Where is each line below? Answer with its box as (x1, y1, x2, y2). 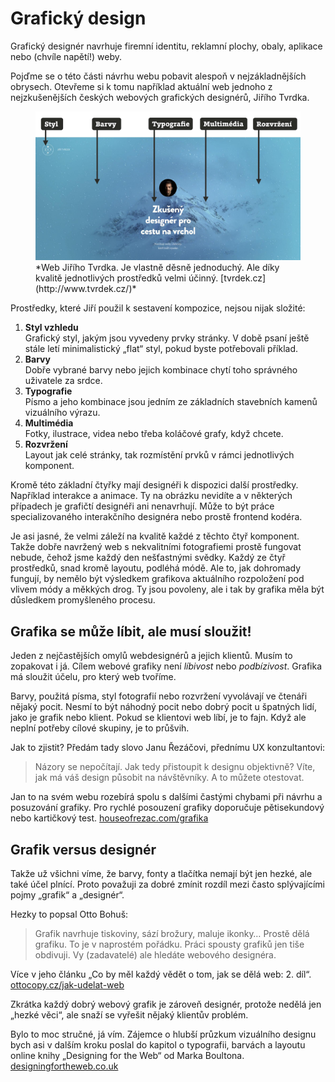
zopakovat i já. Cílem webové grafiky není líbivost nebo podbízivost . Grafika (10, 660, 322, 672)
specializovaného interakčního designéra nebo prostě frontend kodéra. (10, 511, 303, 523)
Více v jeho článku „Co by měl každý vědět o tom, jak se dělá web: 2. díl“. (10, 968, 312, 981)
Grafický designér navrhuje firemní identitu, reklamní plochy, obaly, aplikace (10, 40, 323, 52)
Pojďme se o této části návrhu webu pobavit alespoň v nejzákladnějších (10, 70, 307, 82)
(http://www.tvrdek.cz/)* (35, 283, 137, 295)
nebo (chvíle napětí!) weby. (10, 50, 122, 62)
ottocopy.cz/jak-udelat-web (10, 979, 125, 991)
